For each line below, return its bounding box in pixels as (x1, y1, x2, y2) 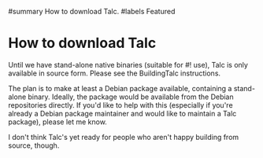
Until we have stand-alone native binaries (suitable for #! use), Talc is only (8, 60, 248, 69)
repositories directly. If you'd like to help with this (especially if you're (8, 100, 234, 109)
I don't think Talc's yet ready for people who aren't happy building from (8, 132, 239, 141)
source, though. (8, 141, 60, 150)
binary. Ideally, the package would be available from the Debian (28, 92, 234, 101)
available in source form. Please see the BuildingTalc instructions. (8, 68, 221, 78)
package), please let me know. (8, 117, 108, 127)
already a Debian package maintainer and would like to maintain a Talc (8, 108, 237, 118)
